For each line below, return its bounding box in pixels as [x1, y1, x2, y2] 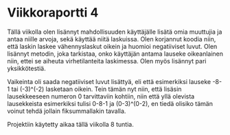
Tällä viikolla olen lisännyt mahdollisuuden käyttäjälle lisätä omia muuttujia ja [7, 28, 222, 36]
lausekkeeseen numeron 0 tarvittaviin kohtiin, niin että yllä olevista [7, 92, 195, 101]
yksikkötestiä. [7, 64, 46, 72]
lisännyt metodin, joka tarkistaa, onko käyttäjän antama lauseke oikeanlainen [7, 50, 224, 58]
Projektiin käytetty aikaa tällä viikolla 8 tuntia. [7, 120, 134, 128]
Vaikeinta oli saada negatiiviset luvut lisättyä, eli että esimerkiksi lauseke [7, 77, 211, 85]
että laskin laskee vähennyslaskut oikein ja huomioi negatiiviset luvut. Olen [7, 42, 218, 50]
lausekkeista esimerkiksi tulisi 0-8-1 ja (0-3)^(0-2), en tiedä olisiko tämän [7, 99, 213, 107]
